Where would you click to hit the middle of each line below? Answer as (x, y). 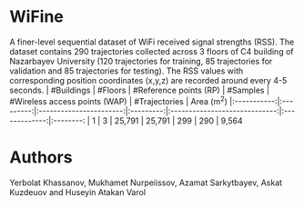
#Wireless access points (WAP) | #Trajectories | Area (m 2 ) (118, 100)
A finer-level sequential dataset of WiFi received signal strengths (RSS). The (152, 42)
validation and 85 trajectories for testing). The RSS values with (127, 71)
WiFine (36, 17)
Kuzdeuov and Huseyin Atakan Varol (78, 192)
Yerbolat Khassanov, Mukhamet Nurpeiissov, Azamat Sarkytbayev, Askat (146, 182)
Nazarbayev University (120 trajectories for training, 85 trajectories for (141, 61)
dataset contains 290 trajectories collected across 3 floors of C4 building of (152, 51)
